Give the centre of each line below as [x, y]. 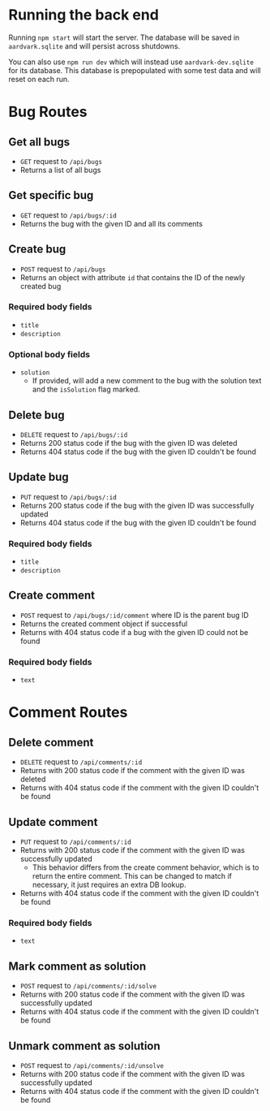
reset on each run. [39, 79]
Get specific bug [51, 195]
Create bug [37, 249]
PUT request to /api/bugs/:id [69, 496]
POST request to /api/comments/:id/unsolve [92, 1065]
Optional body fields [49, 354]
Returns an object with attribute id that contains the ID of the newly [133, 277]
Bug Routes [48, 112]
